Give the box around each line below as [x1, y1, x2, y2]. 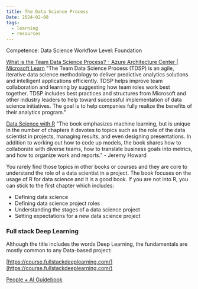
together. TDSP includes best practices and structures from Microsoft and [6, 90, 186, 97]
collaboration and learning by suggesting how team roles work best [6, 84, 170, 91]
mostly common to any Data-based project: [6, 247, 112, 254]
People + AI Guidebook [6, 276, 63, 283]
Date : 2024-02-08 [6, 14, 49, 20]
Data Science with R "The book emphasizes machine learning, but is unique [6, 120, 191, 127]
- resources [11, 31, 41, 37]
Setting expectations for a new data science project [14, 213, 141, 220]
